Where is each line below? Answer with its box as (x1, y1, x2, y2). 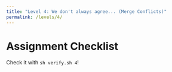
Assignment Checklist (6, 40, 118, 53)
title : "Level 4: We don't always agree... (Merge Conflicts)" (6, 8, 167, 15)
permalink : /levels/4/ (6, 14, 63, 20)
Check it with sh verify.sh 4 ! (6, 59, 79, 66)
